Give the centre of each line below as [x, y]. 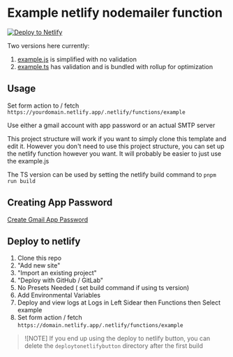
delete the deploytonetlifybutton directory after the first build [114, 346]
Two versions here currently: [48, 45]
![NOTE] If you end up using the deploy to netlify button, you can [117, 338]
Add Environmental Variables [59, 296]
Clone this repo [39, 258]
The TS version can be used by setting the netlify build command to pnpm [112, 174]
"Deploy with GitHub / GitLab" [60, 280]
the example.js [28, 161]
